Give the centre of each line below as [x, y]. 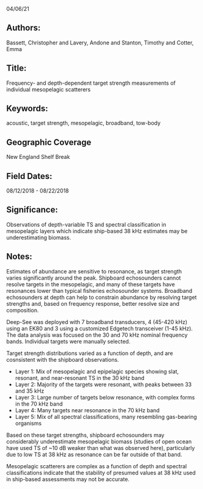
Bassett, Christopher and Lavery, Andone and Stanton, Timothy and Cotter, [100, 43]
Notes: [19, 257]
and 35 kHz [29, 391]
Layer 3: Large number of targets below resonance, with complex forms [105, 397]
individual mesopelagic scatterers [49, 89]
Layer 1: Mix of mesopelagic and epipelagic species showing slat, [97, 371]
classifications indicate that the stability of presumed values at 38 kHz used [101, 473]
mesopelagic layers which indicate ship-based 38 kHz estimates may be [97, 231]
